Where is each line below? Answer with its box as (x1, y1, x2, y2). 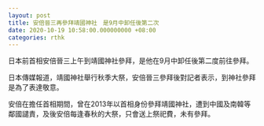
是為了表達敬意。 (8, 83, 64, 92)
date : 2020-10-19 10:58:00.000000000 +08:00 (8, 26, 156, 34)
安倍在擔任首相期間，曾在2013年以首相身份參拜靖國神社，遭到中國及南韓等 (8, 99, 251, 109)
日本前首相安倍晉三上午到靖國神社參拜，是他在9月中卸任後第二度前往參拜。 (8, 56, 254, 65)
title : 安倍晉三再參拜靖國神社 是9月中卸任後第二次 (8, 19, 159, 27)
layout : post (8, 11, 51, 20)
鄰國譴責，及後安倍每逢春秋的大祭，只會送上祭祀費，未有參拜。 (8, 109, 214, 119)
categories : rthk (8, 33, 65, 42)
